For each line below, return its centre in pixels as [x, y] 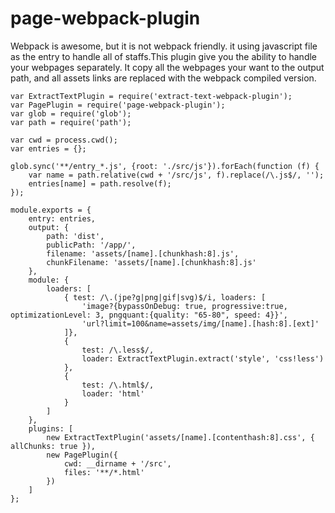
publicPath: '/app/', [91, 245]
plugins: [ [51, 428]
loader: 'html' [113, 393]
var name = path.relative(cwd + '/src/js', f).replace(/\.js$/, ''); [176, 175]
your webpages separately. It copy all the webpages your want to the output [167, 67]
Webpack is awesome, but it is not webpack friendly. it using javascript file [164, 46]
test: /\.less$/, [118, 350]
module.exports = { [51, 210]
